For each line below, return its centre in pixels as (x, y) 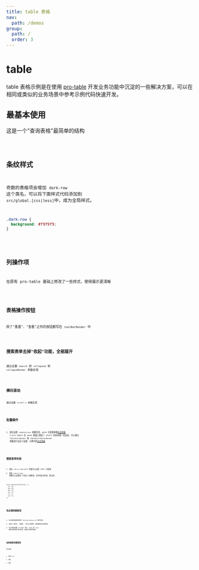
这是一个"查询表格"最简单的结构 (46, 130)
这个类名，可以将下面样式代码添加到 (44, 194)
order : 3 (22, 40)
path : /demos (28, 23)
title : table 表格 (28, 12)
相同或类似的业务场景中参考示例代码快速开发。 (64, 94)
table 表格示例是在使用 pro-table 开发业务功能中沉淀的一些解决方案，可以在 (99, 86)
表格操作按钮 (21, 310)
